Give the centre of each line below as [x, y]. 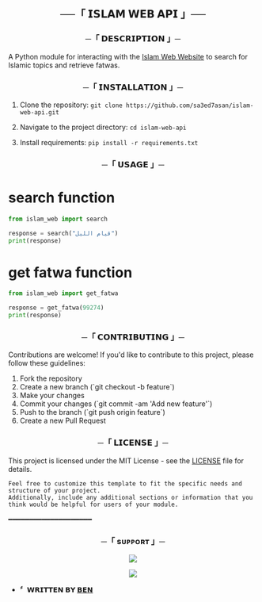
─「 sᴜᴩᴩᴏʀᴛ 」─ [133, 541]
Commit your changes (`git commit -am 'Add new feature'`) [116, 404]
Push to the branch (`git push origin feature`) [93, 412]
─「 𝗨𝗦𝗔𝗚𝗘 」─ [133, 164]
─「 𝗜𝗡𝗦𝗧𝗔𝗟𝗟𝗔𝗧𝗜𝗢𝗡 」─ [133, 87]
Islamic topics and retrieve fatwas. [64, 65]
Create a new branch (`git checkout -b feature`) [97, 387]
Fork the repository [51, 378]
